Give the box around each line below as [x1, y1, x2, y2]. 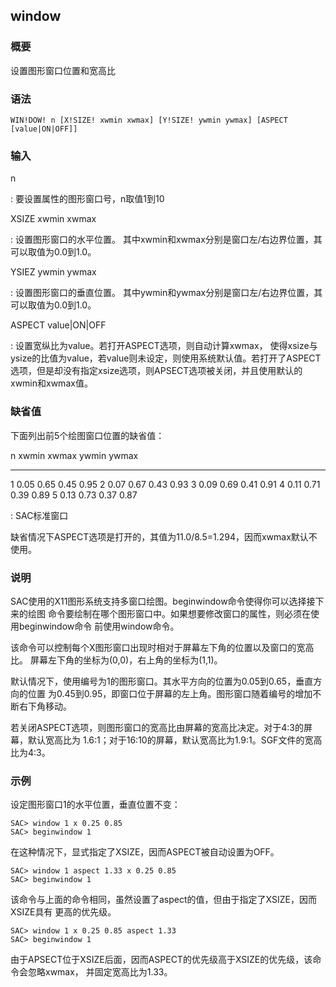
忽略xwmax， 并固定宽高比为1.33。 [27, 966, 173, 978]
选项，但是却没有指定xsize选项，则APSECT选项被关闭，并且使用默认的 [10, 365, 303, 377]
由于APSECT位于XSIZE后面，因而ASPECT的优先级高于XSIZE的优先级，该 [10, 954, 313, 966]
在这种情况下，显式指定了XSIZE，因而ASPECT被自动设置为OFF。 [10, 846, 280, 858]
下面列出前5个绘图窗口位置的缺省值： [10, 429, 165, 441]
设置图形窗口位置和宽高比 [10, 64, 116, 76]
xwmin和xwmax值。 [10, 377, 93, 389]
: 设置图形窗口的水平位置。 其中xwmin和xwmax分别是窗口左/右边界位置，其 [10, 234, 323, 246]
